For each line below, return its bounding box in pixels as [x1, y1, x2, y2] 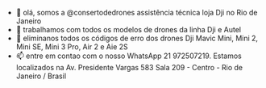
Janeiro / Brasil [15, 71, 67, 81]
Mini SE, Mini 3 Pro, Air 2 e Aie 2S [15, 42, 129, 52]
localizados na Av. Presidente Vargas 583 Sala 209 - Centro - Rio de [15, 63, 243, 72]
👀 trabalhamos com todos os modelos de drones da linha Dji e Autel [15, 25, 242, 34]
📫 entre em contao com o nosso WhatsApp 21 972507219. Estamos [15, 51, 242, 61]
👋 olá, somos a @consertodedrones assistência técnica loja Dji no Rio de [15, 8, 258, 17]
